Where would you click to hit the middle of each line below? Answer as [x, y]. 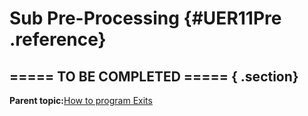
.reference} [58, 39]
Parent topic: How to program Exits [81, 100]
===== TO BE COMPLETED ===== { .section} [154, 76]
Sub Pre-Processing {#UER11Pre [145, 18]
